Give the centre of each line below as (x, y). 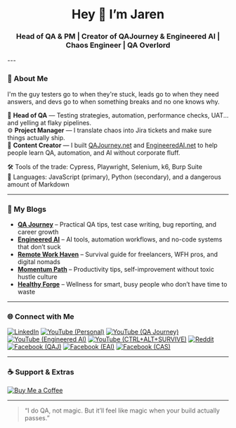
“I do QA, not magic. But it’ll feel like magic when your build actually (122, 410)
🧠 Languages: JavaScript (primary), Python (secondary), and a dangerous (114, 177)
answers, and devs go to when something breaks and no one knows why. (113, 101)
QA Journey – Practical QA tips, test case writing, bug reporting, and (117, 225)
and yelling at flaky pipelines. (50, 122)
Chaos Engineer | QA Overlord (118, 45)
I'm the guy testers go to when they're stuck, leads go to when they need (113, 94)
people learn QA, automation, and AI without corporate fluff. (94, 152)
